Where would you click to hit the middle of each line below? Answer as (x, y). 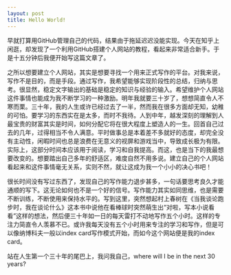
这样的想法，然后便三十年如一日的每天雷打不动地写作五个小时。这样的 (115, 216)
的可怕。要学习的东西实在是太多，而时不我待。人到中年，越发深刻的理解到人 (115, 115)
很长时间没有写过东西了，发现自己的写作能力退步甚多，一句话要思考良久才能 (115, 181)
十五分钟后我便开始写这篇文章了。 (61, 57)
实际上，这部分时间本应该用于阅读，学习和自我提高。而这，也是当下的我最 (112, 149)
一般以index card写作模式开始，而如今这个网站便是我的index (129, 233)
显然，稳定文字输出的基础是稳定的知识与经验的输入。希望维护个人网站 (124, 89)
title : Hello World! (37, 20)
